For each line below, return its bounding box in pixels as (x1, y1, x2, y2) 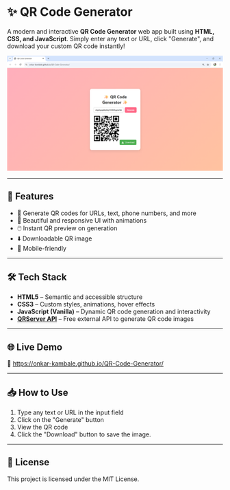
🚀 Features (7, 190, 54, 203)
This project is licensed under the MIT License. (7, 475, 140, 483)
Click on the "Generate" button (16, 415, 105, 423)
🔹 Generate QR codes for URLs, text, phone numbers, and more (16, 209, 196, 217)
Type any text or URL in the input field (16, 408, 125, 416)
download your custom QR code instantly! (7, 42, 125, 50)
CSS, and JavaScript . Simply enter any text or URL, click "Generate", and (7, 34, 214, 43)
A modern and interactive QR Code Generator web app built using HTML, (7, 27, 215, 35)
